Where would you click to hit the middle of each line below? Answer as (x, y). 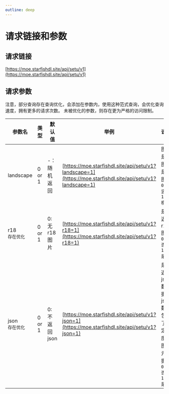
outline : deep (20, 10)
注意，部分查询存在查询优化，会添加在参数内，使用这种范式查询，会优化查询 (84, 104)
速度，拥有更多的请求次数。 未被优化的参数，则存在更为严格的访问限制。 (81, 111)
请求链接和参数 (36, 36)
